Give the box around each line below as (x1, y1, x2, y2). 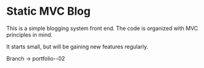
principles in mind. (6, 31, 53, 38)
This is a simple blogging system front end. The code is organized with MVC (6, 25, 199, 32)
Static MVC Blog (6, 4, 91, 18)
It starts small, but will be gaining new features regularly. (6, 43, 148, 50)
